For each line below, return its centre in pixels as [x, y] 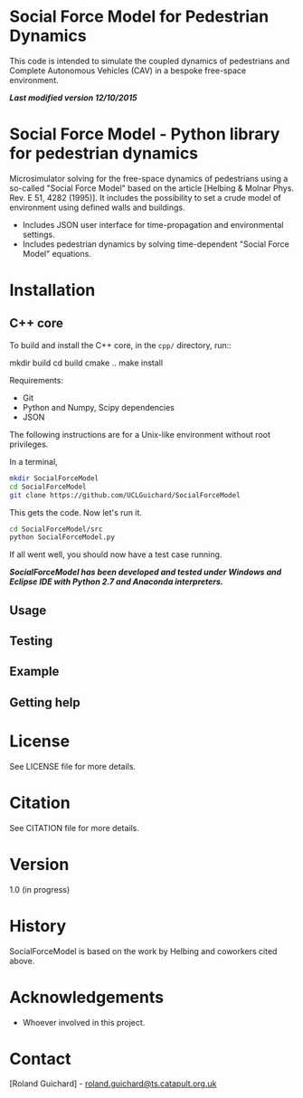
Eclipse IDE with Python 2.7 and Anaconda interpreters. [117, 582]
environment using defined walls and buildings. [97, 207]
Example [34, 672]
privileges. [29, 444]
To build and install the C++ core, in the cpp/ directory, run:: [121, 345]
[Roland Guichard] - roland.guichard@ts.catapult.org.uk [113, 1084]
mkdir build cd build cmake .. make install [86, 363]
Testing [31, 641]
